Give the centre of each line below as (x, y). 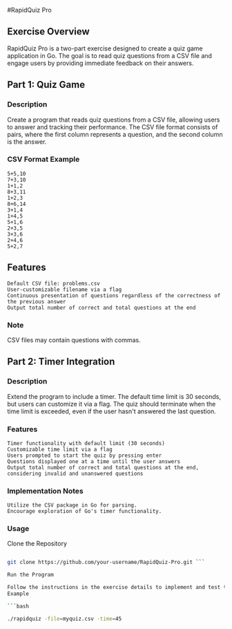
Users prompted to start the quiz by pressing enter (85, 456)
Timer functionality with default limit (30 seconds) (86, 443)
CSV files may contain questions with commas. (74, 340)
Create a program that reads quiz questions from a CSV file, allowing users (114, 120)
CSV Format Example (43, 160)
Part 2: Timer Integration (61, 362)
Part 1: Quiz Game (46, 85)
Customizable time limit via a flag (60, 449)
